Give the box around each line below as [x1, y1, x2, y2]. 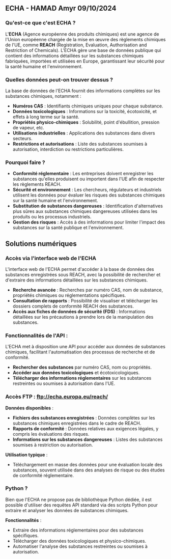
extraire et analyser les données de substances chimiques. [5, 507, 129, 513]
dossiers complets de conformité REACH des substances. [12, 303, 134, 309]
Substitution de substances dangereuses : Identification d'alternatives [12, 203, 163, 209]
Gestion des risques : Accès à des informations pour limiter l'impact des [12, 219, 165, 226]
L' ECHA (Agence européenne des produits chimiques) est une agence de [5, 31, 159, 37]
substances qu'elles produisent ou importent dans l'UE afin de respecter [12, 176, 165, 182]
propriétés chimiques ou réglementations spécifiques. [12, 292, 126, 298]
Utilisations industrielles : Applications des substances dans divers [12, 130, 155, 136]
